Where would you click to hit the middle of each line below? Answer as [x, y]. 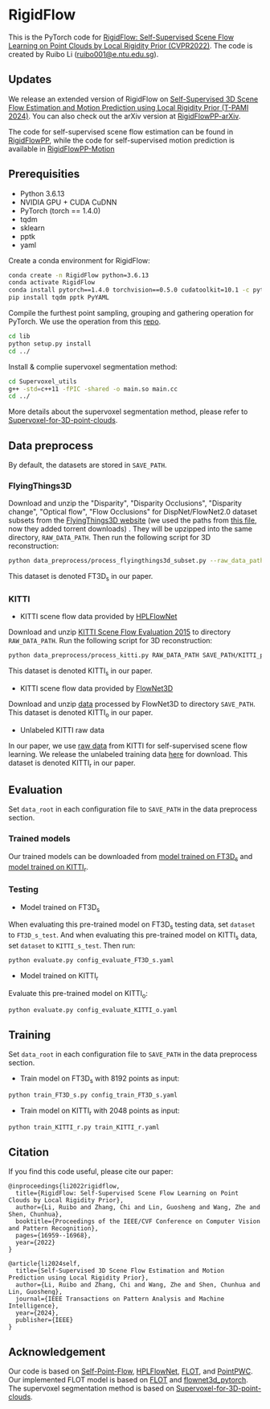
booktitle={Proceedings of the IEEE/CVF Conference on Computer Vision [138, 1221]
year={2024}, [37, 1313]
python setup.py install [50, 344]
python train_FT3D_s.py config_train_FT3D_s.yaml [93, 1095]
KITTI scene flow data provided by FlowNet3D [96, 688]
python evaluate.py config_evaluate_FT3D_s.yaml [91, 961]
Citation [29, 1152]
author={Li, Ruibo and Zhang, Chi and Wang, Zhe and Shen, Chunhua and [138, 1285]
